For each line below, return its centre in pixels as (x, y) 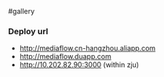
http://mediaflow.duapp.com (65, 57)
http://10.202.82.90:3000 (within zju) (79, 65)
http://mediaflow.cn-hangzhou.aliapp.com (87, 48)
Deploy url (28, 31)
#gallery (22, 11)
